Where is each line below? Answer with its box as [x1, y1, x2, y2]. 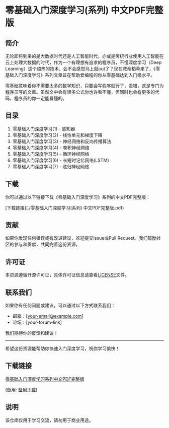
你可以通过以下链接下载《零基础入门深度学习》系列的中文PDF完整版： [5, 194, 151, 200]
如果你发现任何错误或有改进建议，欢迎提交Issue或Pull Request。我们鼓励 [5, 235, 157, 241]
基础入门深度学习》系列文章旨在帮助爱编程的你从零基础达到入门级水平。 [5, 72, 155, 78]
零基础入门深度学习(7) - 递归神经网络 [12, 163, 90, 169]
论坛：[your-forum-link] [12, 319, 62, 325]
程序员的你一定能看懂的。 [14, 95, 67, 101]
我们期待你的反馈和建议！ [5, 330, 58, 336]
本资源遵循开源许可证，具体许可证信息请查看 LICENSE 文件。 [5, 272, 130, 278]
